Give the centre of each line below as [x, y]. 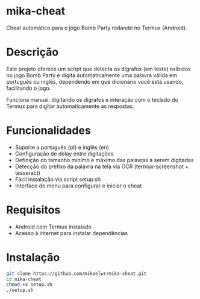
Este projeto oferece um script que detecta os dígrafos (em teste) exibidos [98, 69]
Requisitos [33, 210]
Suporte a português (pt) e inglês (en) [62, 147]
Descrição [33, 52]
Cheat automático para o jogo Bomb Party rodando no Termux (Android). [97, 28]
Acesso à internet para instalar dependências [71, 233]
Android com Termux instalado [53, 227]
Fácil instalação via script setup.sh [58, 179]
